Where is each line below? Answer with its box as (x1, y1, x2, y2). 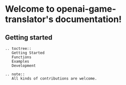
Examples (11, 59, 29, 64)
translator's (5, 14, 54, 25)
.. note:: (5, 72, 25, 77)
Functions (11, 55, 32, 60)
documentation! (55, 14, 122, 25)
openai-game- (56, 3, 116, 15)
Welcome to (5, 3, 55, 15)
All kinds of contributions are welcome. (11, 76, 97, 81)
